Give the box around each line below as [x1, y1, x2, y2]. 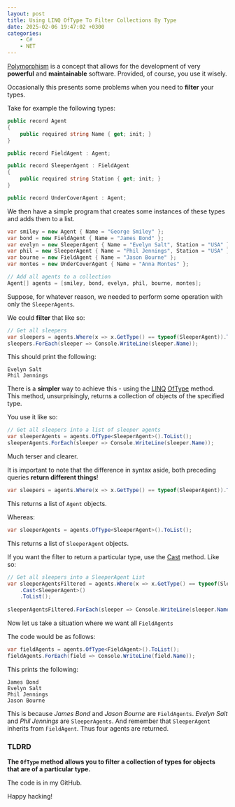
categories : [7, 29, 42, 37]
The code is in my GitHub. [7, 778, 83, 787]
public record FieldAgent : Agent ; [7, 150, 111, 157]
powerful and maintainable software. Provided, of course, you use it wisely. [7, 69, 227, 78]
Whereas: [7, 512, 35, 521]
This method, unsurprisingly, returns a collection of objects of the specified [7, 392, 225, 400]
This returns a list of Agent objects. [7, 499, 107, 507]
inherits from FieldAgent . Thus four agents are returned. [7, 724, 169, 732]
